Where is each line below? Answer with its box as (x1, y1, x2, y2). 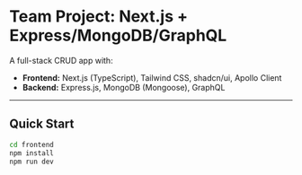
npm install (9, 148, 54, 158)
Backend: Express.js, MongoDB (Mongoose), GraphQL (22, 82, 226, 92)
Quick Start (9, 117, 75, 132)
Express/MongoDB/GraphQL (9, 25, 227, 46)
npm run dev (9, 157, 54, 166)
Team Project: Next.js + (9, 6, 189, 27)
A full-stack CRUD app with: (9, 55, 114, 66)
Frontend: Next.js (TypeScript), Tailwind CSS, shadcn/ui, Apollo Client (22, 72, 282, 83)
